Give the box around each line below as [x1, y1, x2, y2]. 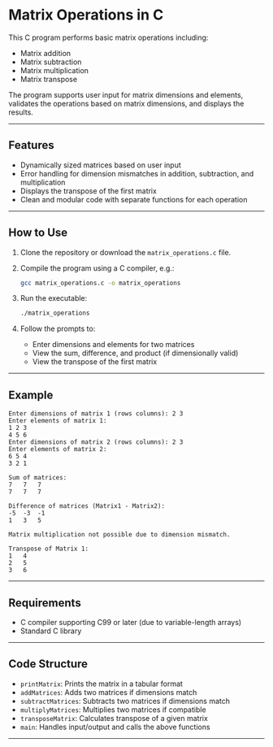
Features [8, 138, 54, 152]
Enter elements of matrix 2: [8, 445, 107, 454]
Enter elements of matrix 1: [8, 417, 107, 425]
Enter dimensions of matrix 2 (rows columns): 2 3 [8, 438, 184, 446]
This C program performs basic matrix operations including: [8, 33, 209, 42]
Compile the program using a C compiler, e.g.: [19, 263, 175, 273]
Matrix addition [19, 48, 71, 58]
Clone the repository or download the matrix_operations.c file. [19, 247, 232, 257]
